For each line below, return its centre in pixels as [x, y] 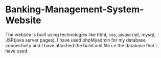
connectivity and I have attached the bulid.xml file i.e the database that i [81, 45]
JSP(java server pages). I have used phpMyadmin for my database [76, 40]
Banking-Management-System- [75, 9]
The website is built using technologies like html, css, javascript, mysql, [80, 34]
